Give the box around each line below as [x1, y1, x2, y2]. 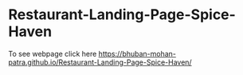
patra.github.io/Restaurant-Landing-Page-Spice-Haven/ [8, 57, 193, 67]
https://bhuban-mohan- [98, 49, 177, 58]
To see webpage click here [8, 49, 97, 58]
